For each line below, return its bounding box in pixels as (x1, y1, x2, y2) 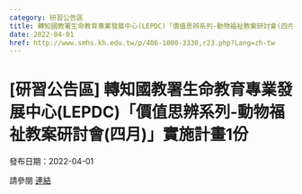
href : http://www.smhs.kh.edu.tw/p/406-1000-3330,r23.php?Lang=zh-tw (9, 38, 276, 48)
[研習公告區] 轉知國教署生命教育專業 (9, 80, 277, 100)
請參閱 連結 (9, 175, 51, 186)
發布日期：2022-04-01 (9, 156, 94, 167)
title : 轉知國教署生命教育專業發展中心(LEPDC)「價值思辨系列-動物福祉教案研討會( (9, 22, 281, 31)
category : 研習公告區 (9, 13, 84, 22)
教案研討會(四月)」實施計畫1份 (25, 125, 249, 145)
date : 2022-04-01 (9, 30, 75, 39)
